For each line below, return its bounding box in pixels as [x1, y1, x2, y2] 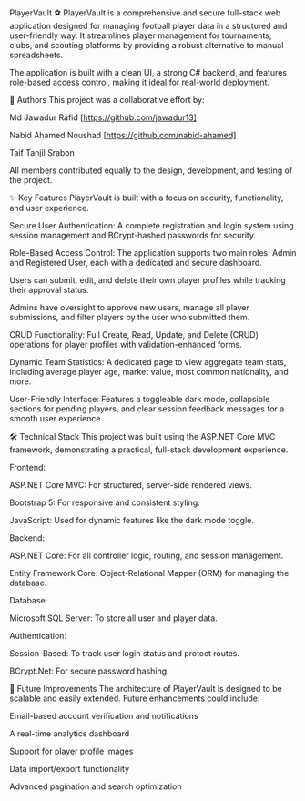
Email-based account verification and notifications [9, 711, 198, 721]
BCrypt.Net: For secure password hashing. [9, 665, 170, 676]
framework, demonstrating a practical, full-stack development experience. [9, 444, 289, 455]
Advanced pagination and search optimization [9, 781, 182, 792]
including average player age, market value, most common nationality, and [9, 367, 289, 377]
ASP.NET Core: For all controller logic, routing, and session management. [9, 550, 284, 561]
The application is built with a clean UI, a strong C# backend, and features [9, 67, 288, 77]
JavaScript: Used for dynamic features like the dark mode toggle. [9, 515, 255, 525]
